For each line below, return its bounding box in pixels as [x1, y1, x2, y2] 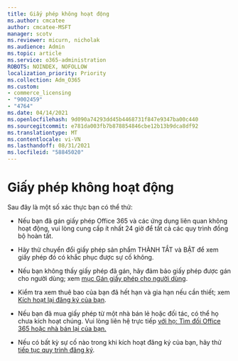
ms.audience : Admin [7, 43, 65, 50]
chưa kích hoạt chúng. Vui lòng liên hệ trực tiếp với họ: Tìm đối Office [17, 316, 221, 325]
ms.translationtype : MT [7, 129, 78, 136]
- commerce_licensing [7, 89, 72, 96]
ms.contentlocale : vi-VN [7, 135, 81, 143]
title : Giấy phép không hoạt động [7, 10, 110, 18]
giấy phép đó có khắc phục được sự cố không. [17, 252, 154, 261]
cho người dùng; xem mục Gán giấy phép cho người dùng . [17, 274, 188, 282]
